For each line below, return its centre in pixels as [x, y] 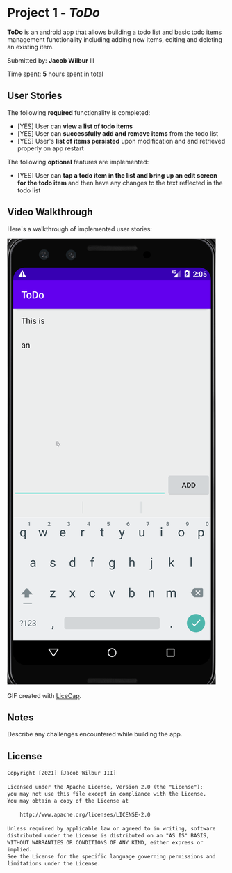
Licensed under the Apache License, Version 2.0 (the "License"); [105, 787]
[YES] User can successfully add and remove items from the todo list [118, 133]
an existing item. [31, 47]
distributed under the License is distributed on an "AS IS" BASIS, [108, 836]
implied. [20, 850]
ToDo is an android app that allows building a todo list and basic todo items [115, 32]
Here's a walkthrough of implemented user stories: [80, 229]
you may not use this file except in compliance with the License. [107, 794]
